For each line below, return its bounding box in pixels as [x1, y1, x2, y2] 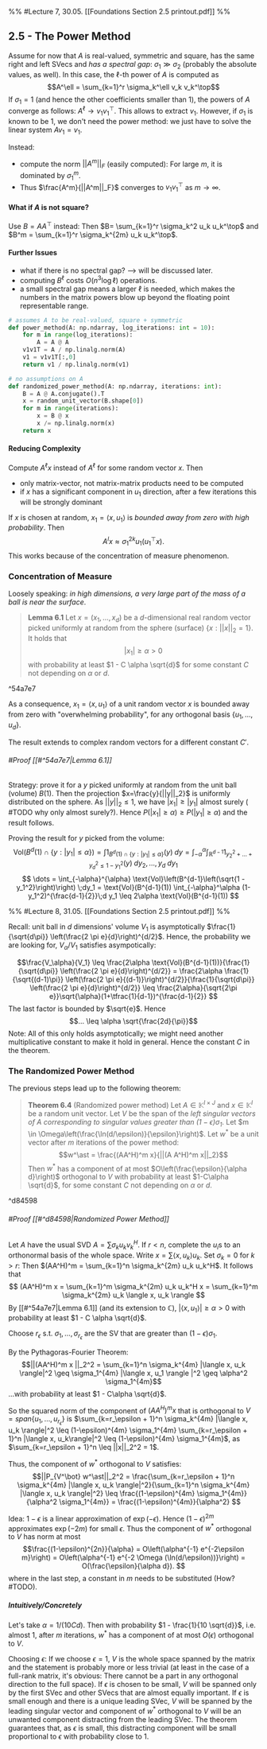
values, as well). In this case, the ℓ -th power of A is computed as [8, 69, 219, 79]
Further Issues [8, 248, 58, 258]
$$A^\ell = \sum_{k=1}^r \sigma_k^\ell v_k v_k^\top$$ [47, 82, 220, 91]
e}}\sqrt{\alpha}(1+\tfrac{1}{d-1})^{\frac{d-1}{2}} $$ [48, 992, 219, 1001]
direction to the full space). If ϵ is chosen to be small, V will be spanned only [8, 1679, 257, 1689]
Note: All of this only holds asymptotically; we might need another [8, 1029, 224, 1039]
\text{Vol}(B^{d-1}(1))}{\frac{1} [151, 958, 250, 967]
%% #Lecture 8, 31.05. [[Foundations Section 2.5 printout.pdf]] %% [8, 906, 230, 915]
